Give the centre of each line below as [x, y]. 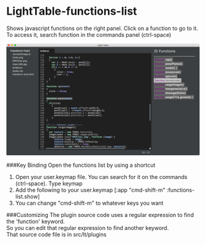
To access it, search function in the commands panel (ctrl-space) [89, 34]
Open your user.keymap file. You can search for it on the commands [101, 177]
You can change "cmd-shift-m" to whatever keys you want [89, 203]
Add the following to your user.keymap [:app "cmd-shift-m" [90, 190]
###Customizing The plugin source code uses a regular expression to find [100, 215]
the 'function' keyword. [36, 221]
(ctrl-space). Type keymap [49, 184]
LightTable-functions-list [72, 11]
